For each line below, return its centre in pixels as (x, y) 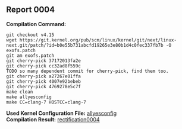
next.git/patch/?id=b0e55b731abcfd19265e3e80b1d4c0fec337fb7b (85, 45)
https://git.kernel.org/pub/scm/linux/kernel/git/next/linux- (98, 40)
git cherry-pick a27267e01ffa (44, 76)
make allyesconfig (29, 97)
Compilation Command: (36, 24)
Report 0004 (31, 10)
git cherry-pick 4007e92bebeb (44, 81)
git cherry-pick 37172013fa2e (44, 61)
